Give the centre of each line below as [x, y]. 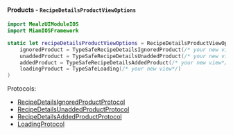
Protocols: [22, 89]
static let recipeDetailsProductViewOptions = [76, 43]
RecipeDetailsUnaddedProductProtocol [73, 109]
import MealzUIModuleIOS [43, 24]
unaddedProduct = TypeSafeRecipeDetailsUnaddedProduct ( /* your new [119, 56]
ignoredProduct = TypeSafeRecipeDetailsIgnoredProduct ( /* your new [119, 49]
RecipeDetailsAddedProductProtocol [70, 117]
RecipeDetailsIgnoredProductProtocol [71, 102]
